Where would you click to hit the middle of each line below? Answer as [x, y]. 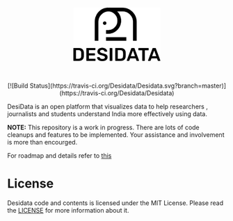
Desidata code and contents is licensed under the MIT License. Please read [115, 203]
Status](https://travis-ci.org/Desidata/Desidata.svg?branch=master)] [128, 85]
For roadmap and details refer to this [59, 155]
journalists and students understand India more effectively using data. [107, 114]
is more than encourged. [42, 142]
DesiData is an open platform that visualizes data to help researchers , [108, 106]
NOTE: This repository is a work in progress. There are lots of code [103, 127]
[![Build [18, 85]
